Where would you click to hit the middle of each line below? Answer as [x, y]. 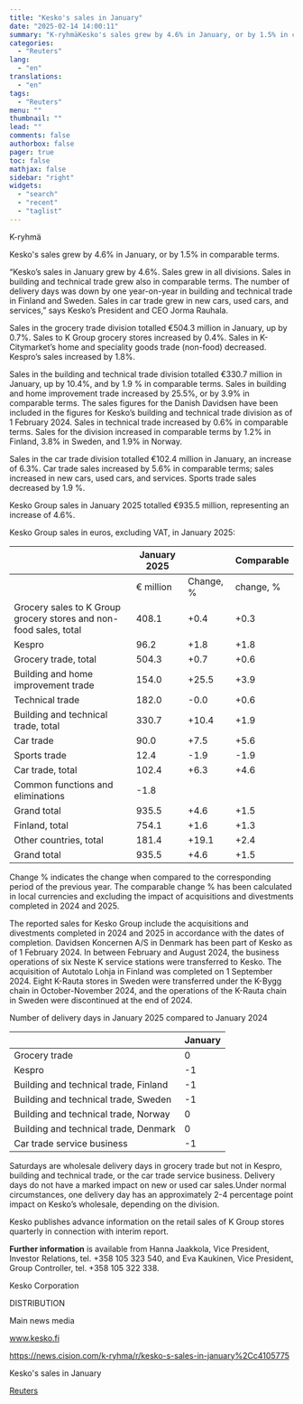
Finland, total [41, 825]
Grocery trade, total [55, 659]
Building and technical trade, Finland [91, 1084]
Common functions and [64, 785]
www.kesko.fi [35, 1338]
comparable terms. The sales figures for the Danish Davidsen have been [144, 402]
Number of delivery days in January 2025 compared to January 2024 [138, 1017]
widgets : [26, 186]
